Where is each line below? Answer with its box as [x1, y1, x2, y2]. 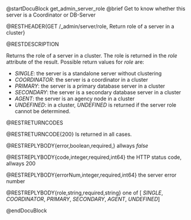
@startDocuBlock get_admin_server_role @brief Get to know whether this [6, 5, 186, 12]
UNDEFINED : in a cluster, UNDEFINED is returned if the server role [14, 101, 176, 109]
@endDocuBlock [6, 207, 47, 214]
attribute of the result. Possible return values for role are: [6, 59, 145, 65]
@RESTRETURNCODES [6, 119, 63, 126]
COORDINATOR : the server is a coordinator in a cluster [14, 76, 148, 83]
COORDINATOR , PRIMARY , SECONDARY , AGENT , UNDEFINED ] [6, 196, 160, 202]
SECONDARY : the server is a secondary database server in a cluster [14, 89, 182, 95]
